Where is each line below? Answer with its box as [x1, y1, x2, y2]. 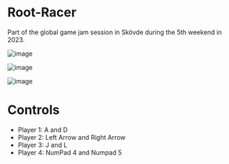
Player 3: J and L [17, 140, 68, 149]
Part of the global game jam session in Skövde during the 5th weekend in [7, 28, 223, 36]
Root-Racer [7, 4, 77, 21]
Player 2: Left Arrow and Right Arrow [17, 133, 126, 141]
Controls [7, 102, 60, 118]
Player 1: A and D [17, 125, 68, 134]
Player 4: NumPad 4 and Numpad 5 [17, 148, 123, 157]
